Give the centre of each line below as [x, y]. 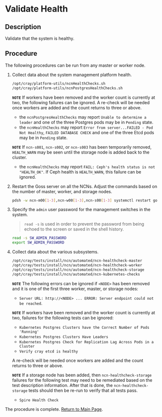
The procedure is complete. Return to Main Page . [54, 409]
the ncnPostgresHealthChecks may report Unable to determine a [83, 117]
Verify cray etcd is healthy [49, 351]
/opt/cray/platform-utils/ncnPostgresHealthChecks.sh [67, 88]
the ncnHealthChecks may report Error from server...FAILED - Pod [86, 127]
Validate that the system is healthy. [40, 38]
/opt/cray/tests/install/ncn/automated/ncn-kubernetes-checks [76, 274]
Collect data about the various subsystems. [55, 252]
